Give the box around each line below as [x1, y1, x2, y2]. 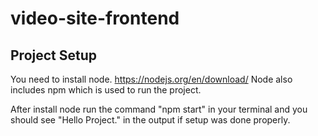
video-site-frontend [10, 7, 180, 30]
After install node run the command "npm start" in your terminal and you [10, 103, 308, 115]
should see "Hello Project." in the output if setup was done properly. [10, 114, 291, 126]
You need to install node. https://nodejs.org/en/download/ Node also [10, 73, 293, 85]
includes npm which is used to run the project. [10, 84, 202, 96]
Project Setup [10, 47, 98, 64]
